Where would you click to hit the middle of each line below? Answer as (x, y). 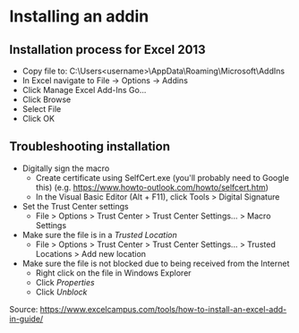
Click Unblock (61, 292)
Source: (24, 309)
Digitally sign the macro (66, 168)
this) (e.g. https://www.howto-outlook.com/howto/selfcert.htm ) (152, 187)
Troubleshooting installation (90, 146)
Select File (42, 109)
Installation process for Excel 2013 (107, 50)
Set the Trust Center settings (75, 206)
